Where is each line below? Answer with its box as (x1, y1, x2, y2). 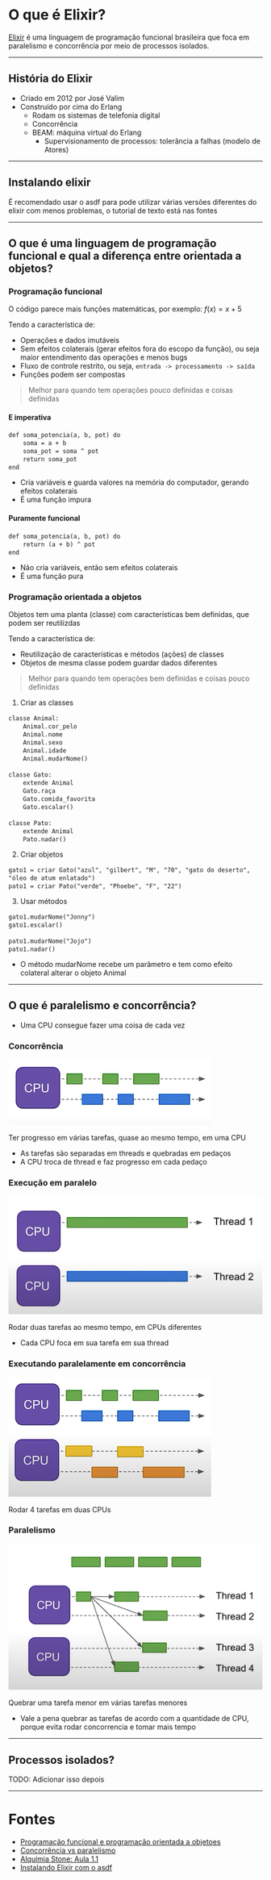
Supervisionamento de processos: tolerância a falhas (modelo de (44, 135, 261, 146)
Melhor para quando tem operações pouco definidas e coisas (27, 386, 234, 395)
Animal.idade (23, 746, 67, 755)
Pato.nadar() (23, 835, 67, 844)
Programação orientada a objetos (8, 591, 143, 602)
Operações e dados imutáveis (19, 336, 119, 345)
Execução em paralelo (8, 1177, 97, 1188)
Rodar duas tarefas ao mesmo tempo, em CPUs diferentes (8, 1323, 202, 1332)
